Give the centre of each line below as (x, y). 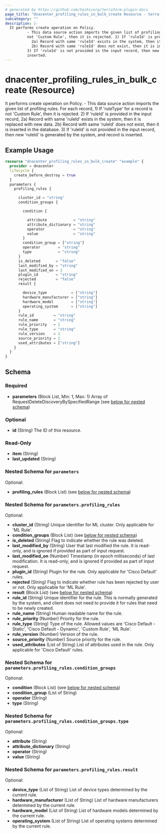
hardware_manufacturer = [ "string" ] (60, 297)
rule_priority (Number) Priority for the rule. (56, 618)
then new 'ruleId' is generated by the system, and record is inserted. (74, 135)
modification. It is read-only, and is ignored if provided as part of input (83, 561)
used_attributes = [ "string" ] (49, 343)
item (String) (25, 454)
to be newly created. (33, 608)
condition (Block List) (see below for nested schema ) (66, 688)
